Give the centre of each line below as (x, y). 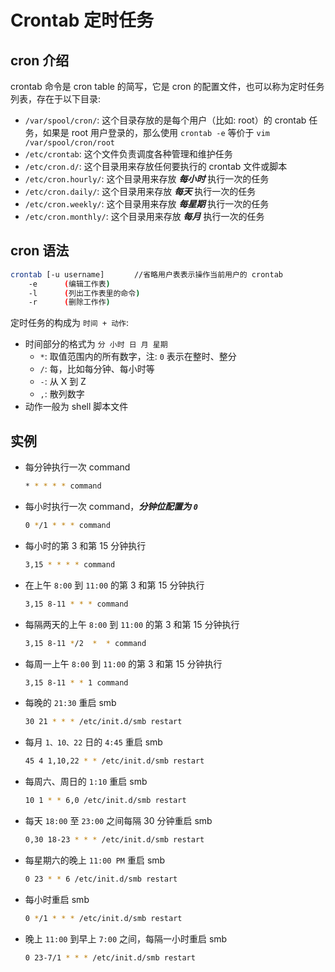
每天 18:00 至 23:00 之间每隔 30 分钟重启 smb (118, 820)
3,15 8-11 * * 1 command (76, 682)
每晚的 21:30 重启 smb (70, 703)
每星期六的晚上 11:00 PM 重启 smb (95, 860)
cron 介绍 (40, 60)
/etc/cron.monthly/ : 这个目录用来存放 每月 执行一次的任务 (144, 216)
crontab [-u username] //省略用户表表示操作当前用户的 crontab (146, 274)
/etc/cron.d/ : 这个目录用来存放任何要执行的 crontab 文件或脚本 (156, 166)
